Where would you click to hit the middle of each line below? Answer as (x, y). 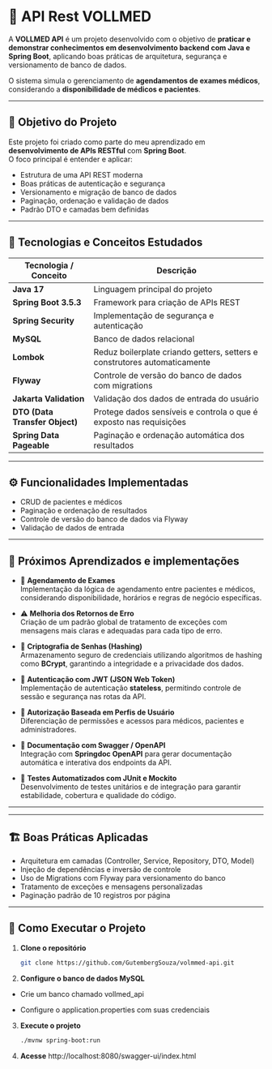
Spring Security (43, 320)
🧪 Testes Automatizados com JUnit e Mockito (98, 779)
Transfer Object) (45, 422)
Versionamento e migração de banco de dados (98, 192)
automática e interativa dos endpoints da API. (96, 762)
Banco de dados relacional (144, 338)
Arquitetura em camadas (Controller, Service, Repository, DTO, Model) (137, 861)
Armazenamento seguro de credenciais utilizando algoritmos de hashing (141, 655)
